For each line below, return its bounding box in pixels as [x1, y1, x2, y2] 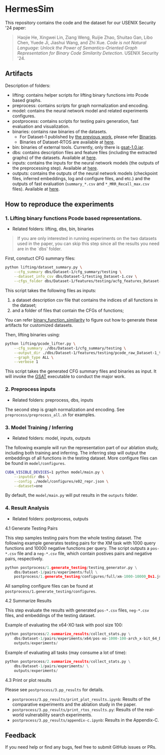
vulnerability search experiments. [25, 712, 92, 718]
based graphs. [12, 97, 42, 103]
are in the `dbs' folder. [17, 246, 62, 252]
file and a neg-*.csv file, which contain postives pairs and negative [17, 550, 152, 556]
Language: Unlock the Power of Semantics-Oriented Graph [17, 45, 137, 51]
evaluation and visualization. [12, 123, 70, 129]
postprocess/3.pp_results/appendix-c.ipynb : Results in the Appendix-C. [12, 717, 160, 723]
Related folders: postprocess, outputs [12, 515, 88, 521]
